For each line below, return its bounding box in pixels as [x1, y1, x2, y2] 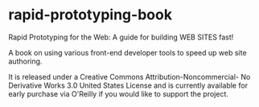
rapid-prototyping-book [8, 6, 173, 24]
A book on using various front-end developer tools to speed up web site [8, 47, 247, 57]
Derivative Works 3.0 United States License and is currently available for [8, 80, 248, 90]
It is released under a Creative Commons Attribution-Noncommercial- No [8, 72, 251, 81]
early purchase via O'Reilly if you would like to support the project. [8, 88, 229, 98]
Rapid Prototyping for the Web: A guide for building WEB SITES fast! [8, 32, 234, 42]
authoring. [8, 56, 43, 66]
